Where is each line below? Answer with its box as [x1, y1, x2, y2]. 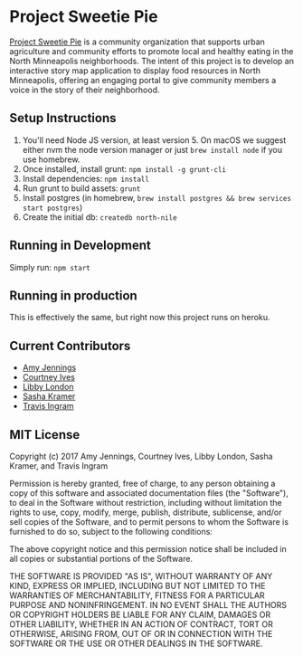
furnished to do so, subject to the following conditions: [9, 527, 213, 537]
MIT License [9, 427, 80, 442]
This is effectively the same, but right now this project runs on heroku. [9, 312, 270, 323]
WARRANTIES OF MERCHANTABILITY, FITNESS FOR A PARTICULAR [9, 590, 265, 601]
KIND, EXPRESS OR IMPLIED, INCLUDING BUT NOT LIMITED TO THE [9, 581, 266, 591]
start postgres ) [22, 202, 83, 213]
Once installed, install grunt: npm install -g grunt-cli [22, 163, 226, 174]
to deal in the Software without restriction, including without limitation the [9, 498, 282, 508]
